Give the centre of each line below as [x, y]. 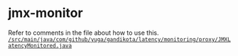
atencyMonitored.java [40, 45]
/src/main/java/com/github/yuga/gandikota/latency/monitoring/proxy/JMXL [120, 39]
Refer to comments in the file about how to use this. [83, 33]
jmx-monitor [46, 13]
